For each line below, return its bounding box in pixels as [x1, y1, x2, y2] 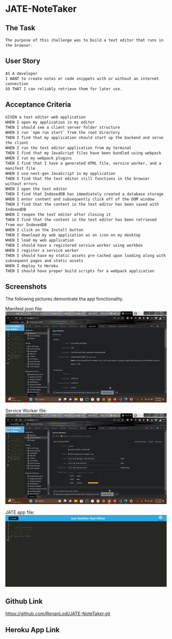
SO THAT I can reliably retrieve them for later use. [5, 86, 123, 91]
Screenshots [5, 283, 47, 291]
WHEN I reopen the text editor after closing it [5, 212, 111, 217]
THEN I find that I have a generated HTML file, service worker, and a [5, 161, 161, 166]
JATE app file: [5, 509, 35, 515]
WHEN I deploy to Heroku [5, 263, 58, 268]
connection [5, 81, 29, 86]
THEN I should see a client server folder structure [5, 125, 120, 130]
